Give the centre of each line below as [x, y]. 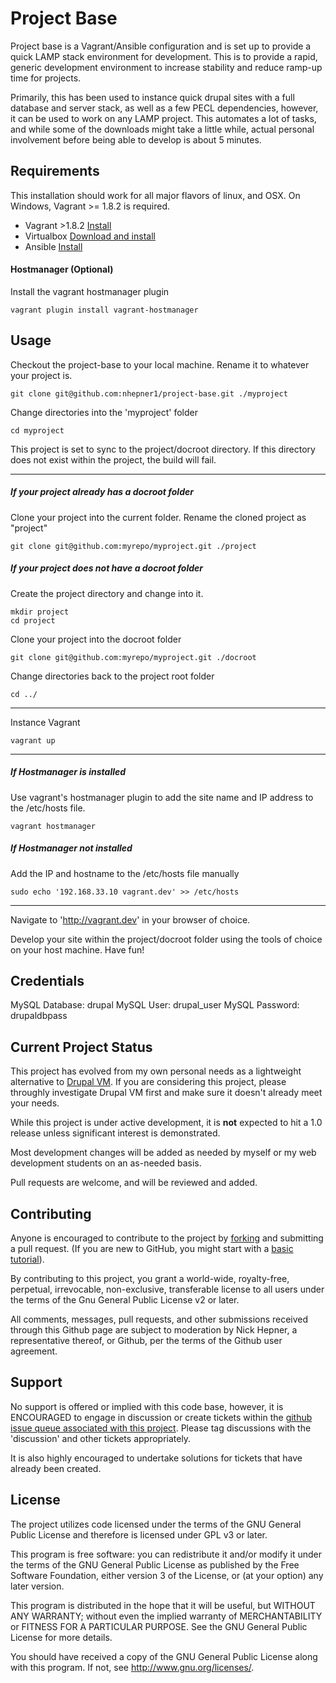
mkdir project [40, 612]
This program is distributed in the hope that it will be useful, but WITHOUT [163, 1605]
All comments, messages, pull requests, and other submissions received [159, 1319]
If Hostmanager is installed [68, 772]
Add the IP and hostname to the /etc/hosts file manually [125, 873]
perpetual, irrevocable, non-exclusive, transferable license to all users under [167, 1289]
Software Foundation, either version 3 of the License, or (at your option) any [167, 1575]
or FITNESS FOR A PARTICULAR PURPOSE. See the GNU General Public [159, 1626]
